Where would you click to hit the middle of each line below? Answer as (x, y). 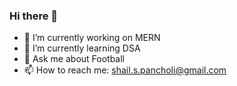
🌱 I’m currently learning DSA (82, 48)
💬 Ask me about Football (74, 59)
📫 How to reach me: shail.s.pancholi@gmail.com (125, 70)
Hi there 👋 (34, 16)
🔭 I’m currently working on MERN (92, 38)
